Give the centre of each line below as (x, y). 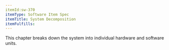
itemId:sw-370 (20, 10)
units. (11, 43)
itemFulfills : (20, 24)
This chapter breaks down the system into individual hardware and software (85, 38)
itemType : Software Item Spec (37, 14)
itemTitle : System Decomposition (41, 19)
